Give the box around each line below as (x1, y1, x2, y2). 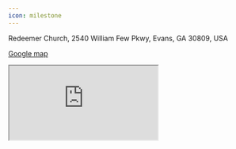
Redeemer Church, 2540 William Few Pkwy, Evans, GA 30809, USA (8, 33, 228, 43)
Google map (8, 48, 49, 58)
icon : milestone (8, 11, 62, 20)
